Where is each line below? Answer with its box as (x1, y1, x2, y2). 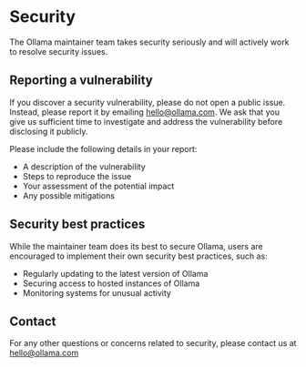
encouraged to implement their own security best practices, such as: (9, 250, 268, 261)
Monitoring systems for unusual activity (22, 287, 171, 298)
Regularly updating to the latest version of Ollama (22, 268, 209, 279)
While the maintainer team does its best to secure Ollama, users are (9, 240, 263, 251)
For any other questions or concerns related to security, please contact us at (9, 338, 297, 349)
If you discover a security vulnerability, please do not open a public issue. (9, 97, 286, 107)
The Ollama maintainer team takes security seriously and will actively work (9, 36, 290, 47)
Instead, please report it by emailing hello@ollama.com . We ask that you (9, 107, 280, 117)
